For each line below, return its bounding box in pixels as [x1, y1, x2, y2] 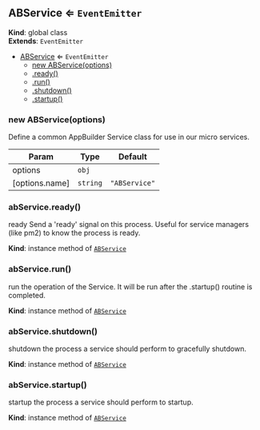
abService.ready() [8, 201, 82, 213]
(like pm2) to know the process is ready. [8, 228, 141, 238]
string [77, 179, 102, 188]
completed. [8, 290, 46, 300]
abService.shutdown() [8, 325, 98, 336]
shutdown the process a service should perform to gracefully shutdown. [8, 344, 246, 353]
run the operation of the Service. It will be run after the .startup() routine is [8, 281, 253, 291]
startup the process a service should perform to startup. [8, 397, 194, 407]
